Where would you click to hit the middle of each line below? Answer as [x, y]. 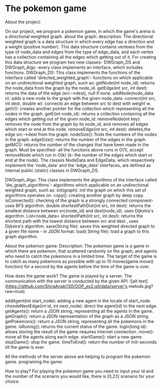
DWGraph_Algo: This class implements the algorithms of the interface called [81, 179]
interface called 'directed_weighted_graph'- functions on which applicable [79, 78]
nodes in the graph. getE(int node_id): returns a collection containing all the [80, 113]
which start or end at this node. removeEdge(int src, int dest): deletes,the [78, 129]
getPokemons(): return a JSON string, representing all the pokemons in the [80, 321]
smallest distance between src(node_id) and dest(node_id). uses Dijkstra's [79, 210]
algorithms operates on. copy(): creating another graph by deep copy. [74, 195]
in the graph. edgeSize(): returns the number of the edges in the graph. [76, 139]
